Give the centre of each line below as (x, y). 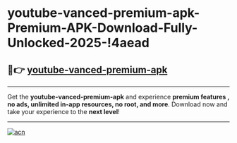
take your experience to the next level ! (63, 112)
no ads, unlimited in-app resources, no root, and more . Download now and (117, 104)
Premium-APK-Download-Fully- (103, 28)
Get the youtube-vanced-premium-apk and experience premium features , (119, 97)
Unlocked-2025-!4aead (78, 43)
